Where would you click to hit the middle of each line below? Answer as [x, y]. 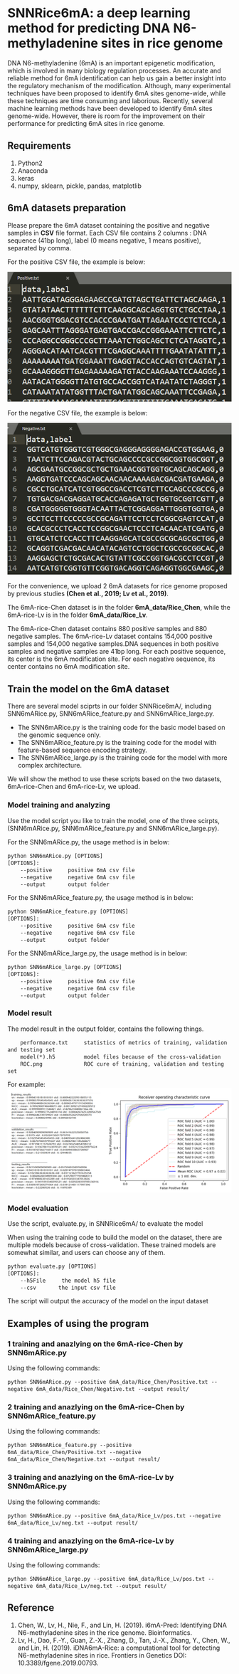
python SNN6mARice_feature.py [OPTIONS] [68, 911]
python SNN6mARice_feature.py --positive [70, 1446]
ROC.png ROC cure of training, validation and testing [122, 1064]
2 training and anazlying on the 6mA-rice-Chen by [96, 1407]
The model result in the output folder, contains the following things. [106, 1029]
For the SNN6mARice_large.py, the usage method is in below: [97, 953]
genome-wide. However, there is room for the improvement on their [106, 116]
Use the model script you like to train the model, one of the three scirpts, [114, 820]
